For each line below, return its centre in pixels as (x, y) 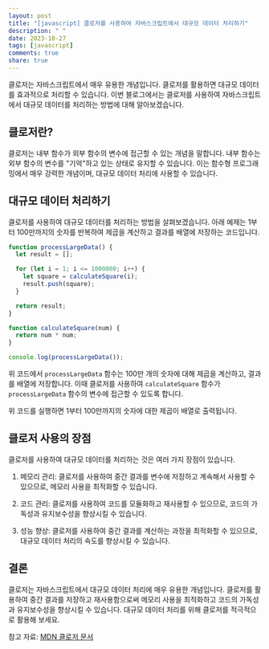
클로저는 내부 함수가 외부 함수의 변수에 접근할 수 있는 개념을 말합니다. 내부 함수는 (134, 153)
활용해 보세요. (38, 619)
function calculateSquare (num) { (64, 328)
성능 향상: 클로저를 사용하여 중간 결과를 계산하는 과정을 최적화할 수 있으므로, (139, 530)
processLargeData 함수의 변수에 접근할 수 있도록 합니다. (96, 394)
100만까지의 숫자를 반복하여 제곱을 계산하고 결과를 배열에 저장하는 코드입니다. (138, 232)
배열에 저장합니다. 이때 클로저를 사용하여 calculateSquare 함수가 (118, 384)
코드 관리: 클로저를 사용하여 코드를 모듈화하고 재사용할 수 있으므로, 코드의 (134, 504)
